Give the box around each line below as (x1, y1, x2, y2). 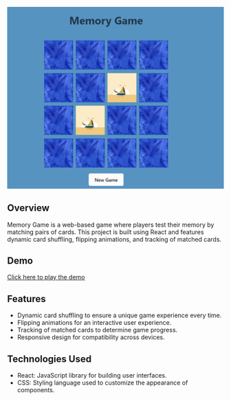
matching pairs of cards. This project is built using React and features (7, 227, 204, 236)
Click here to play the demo (7, 273, 85, 282)
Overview (7, 203, 50, 214)
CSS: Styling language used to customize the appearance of (16, 378, 188, 387)
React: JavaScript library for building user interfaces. (16, 371, 167, 380)
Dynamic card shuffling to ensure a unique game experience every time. (16, 311, 222, 319)
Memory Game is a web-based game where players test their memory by (7, 220, 214, 229)
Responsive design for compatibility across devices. (16, 333, 165, 341)
